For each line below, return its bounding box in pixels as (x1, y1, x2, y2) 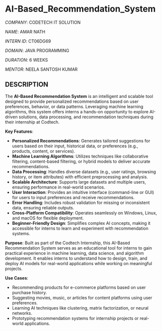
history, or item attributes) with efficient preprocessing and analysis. (12, 173, 148, 180)
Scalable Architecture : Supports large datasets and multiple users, (12, 179, 146, 185)
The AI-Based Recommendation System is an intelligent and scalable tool (5, 93, 153, 99)
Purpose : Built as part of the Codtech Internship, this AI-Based (5, 240, 131, 246)
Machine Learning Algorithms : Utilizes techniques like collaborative (12, 153, 148, 159)
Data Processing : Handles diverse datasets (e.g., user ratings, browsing (12, 169, 156, 174)
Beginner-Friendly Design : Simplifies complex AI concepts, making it (12, 220, 151, 226)
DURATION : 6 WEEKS (5, 57, 48, 63)
